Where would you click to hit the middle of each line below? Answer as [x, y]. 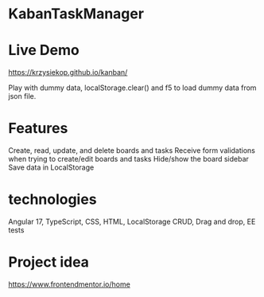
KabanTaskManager [76, 14]
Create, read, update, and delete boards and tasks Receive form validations [132, 150]
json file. [22, 96]
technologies [52, 199]
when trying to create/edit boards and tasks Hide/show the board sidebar [128, 159]
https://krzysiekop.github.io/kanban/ [68, 72]
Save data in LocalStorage [51, 167]
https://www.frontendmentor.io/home [70, 284]
